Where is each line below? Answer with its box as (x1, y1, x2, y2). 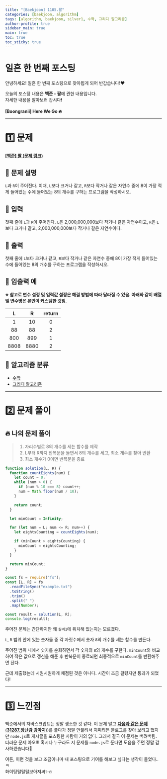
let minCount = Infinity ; (9, 516, 64, 521)
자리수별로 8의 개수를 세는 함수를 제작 (24, 443, 98, 449)
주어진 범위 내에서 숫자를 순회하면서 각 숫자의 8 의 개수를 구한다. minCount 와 (5, 647, 151, 653)
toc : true (5, 35, 26, 40)
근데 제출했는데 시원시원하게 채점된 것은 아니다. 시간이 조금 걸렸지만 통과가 (5, 670, 150, 676)
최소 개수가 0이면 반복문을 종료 (24, 456, 85, 462)
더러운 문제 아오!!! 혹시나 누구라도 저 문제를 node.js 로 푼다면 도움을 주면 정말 (5, 739, 155, 746)
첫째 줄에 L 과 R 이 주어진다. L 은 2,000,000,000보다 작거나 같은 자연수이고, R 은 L (5, 219, 159, 225)
